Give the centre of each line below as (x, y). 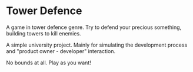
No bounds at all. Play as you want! (49, 63)
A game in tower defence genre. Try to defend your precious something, (94, 27)
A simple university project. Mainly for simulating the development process (97, 45)
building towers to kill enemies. (44, 33)
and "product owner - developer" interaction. (61, 51)
